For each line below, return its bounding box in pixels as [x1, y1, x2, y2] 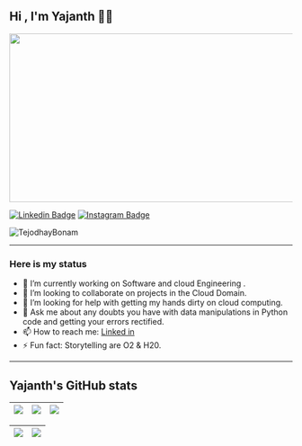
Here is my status [9, 257, 87, 270]
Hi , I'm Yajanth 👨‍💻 [9, 9, 114, 24]
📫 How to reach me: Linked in [22, 326, 135, 337]
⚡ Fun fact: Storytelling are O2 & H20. [22, 340, 162, 351]
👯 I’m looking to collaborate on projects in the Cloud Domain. [22, 288, 247, 299]
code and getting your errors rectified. [22, 317, 164, 327]
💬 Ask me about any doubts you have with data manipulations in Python [22, 307, 289, 317]
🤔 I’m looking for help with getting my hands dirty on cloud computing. [22, 298, 283, 308]
